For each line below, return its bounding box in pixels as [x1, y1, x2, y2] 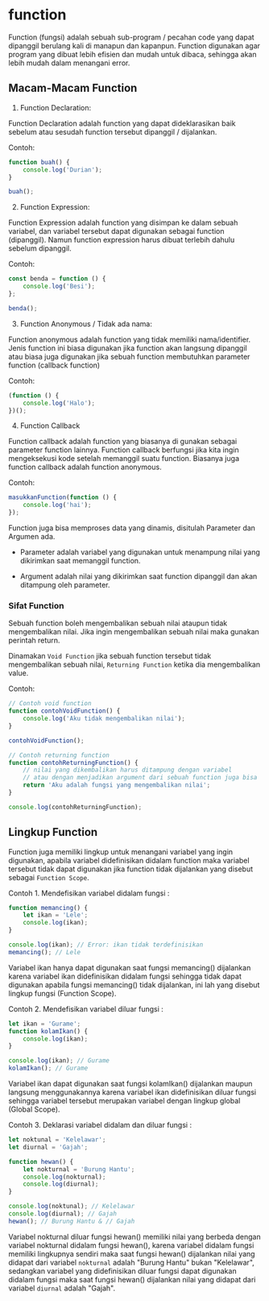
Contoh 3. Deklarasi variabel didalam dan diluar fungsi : [8, 1120, 192, 1130]
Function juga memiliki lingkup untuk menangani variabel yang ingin [8, 846, 234, 856]
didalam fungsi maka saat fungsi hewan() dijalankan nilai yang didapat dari [8, 1274, 256, 1284]
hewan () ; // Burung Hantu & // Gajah [8, 1217, 135, 1225]
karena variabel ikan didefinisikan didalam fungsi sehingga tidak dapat [8, 971, 242, 981]
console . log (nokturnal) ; [23, 1173, 106, 1181]
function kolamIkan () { [8, 1027, 89, 1035]
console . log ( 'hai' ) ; [23, 501, 92, 509]
